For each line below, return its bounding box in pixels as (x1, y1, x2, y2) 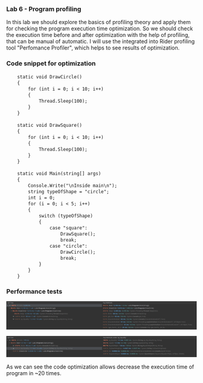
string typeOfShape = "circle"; (28, 188, 110, 195)
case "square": (49, 225, 88, 231)
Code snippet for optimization (6, 59, 96, 68)
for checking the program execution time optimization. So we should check (6, 25, 193, 32)
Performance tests (6, 287, 62, 295)
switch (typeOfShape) (38, 213, 94, 219)
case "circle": (49, 243, 88, 249)
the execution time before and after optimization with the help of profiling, (6, 31, 190, 39)
